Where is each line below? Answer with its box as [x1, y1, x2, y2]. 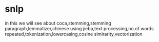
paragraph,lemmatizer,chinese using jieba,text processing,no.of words [5, 25, 154, 31]
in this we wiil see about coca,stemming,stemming [5, 20, 111, 26]
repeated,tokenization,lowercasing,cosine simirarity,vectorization [5, 31, 143, 37]
